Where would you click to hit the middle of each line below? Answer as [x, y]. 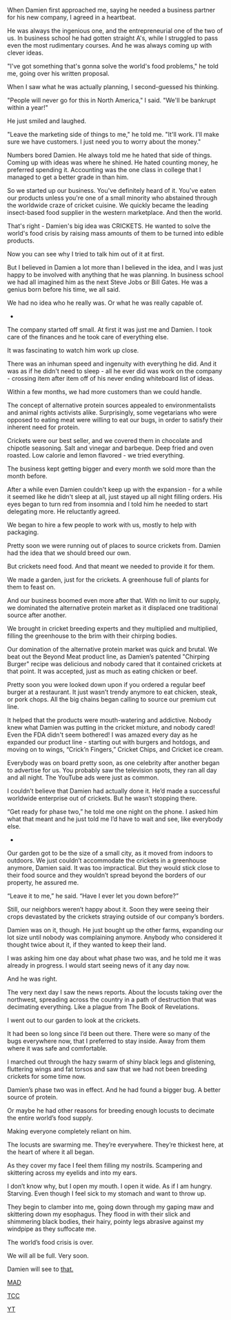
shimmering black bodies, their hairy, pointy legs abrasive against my [106, 1222]
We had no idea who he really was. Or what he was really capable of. [105, 303]
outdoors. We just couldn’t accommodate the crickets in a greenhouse [107, 860]
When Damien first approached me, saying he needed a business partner [111, 10]
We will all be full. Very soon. [48, 1256]
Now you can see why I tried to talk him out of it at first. [86, 254]
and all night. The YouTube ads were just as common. [83, 777]
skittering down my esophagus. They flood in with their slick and [99, 1214]
